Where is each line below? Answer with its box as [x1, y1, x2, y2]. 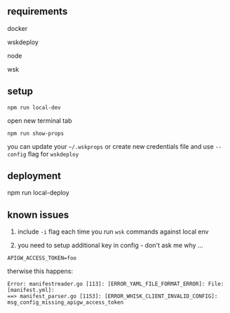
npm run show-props [7, 130, 65, 137]
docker [7, 24, 28, 32]
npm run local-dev [7, 104, 61, 111]
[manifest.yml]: [7, 287, 55, 294]
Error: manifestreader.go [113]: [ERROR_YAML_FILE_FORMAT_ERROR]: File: [7, 281, 224, 288]
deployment [7, 170, 62, 182]
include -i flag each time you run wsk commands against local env [17, 227, 209, 236]
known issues [7, 208, 69, 220]
